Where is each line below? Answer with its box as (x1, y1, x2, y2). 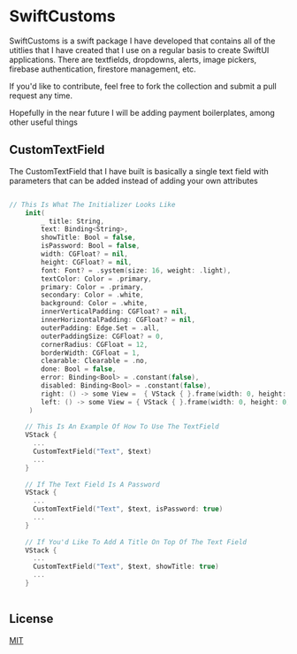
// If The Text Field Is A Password (25, 480, 161, 489)
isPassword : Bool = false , (41, 242, 141, 250)
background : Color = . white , (41, 299, 148, 308)
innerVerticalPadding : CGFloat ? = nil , (41, 307, 188, 316)
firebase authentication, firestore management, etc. (9, 64, 196, 74)
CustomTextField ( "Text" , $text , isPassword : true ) (32, 504, 224, 514)
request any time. (9, 90, 73, 101)
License (9, 612, 54, 627)
